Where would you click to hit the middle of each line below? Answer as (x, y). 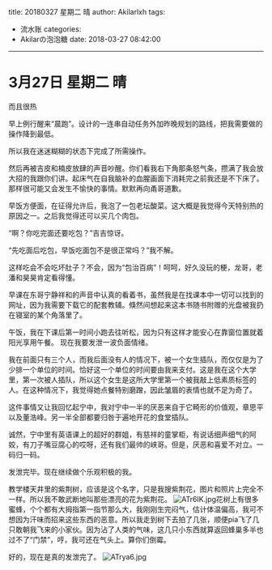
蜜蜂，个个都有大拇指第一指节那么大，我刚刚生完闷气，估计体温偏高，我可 (132, 509)
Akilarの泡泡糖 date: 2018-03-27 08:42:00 (90, 39)
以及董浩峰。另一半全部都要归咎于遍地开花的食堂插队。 (100, 417)
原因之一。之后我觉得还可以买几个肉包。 (76, 215)
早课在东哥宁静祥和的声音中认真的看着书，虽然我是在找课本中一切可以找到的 (136, 295)
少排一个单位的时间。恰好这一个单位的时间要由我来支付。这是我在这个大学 (132, 369)
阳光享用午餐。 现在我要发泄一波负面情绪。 (80, 342)
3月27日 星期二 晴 (68, 83)
